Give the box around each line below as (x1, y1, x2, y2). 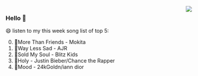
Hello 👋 (5, 14, 27, 22)
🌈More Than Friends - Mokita (14, 39, 86, 46)
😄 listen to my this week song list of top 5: (5, 27, 109, 34)
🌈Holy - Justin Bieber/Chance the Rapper (14, 57, 115, 64)
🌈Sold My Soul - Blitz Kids (14, 51, 78, 58)
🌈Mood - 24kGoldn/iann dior (14, 64, 84, 71)
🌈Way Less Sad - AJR (14, 45, 67, 52)
